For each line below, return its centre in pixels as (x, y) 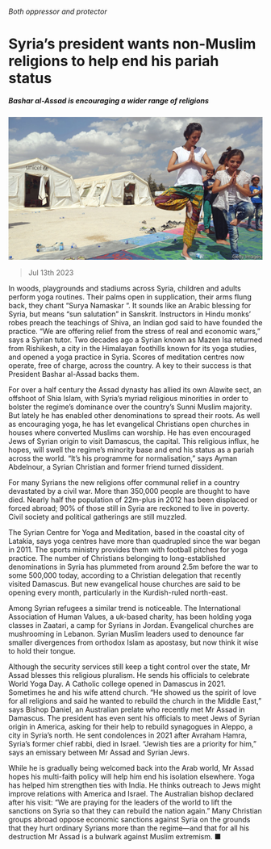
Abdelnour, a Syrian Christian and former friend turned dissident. (116, 467)
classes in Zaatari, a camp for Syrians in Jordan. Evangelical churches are (131, 625)
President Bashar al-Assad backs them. (74, 374)
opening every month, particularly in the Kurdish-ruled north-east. (118, 592)
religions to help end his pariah (114, 61)
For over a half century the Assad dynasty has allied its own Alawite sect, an (135, 390)
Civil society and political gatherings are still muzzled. (98, 517)
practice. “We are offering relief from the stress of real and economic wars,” (134, 332)
